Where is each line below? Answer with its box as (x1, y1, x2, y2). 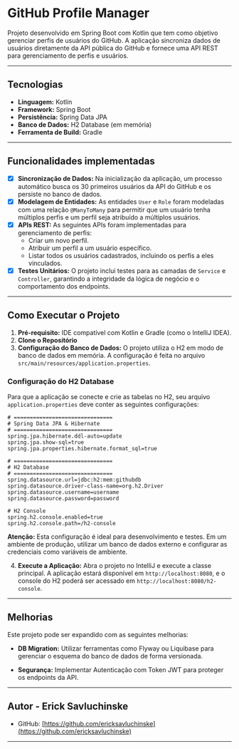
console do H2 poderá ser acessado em (17, 576, 136, 585)
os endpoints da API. (17, 673, 79, 681)
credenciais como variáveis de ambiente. (7, 547, 128, 556)
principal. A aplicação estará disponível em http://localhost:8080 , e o (17, 569, 225, 577)
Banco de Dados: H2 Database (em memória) (17, 120, 152, 129)
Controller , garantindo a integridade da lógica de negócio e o (17, 274, 200, 283)
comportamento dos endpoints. (17, 281, 110, 290)
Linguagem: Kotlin (17, 98, 73, 106)
